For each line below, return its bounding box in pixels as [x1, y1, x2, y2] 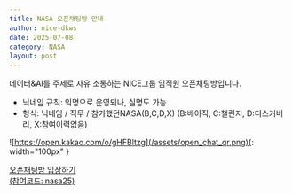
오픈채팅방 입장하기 [9, 165, 76, 175]
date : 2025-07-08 [9, 33, 74, 42]
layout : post [9, 51, 58, 61]
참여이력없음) [41, 120, 88, 130]
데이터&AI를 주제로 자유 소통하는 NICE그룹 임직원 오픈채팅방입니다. [9, 78, 241, 89]
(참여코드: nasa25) [9, 175, 75, 186]
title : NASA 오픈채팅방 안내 [9, 14, 104, 23]
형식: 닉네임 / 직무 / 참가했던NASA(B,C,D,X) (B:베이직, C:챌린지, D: [21, 108, 256, 119]
